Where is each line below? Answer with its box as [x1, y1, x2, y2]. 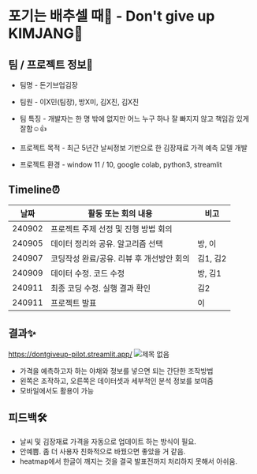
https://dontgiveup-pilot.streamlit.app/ [8, 349, 132, 359]
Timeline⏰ [8, 183, 61, 197]
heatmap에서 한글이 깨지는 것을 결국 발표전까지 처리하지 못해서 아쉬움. [19, 457, 238, 466]
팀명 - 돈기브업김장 [19, 81, 79, 89]
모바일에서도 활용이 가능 [19, 386, 95, 395]
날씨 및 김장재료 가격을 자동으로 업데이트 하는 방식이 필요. [19, 437, 197, 446]
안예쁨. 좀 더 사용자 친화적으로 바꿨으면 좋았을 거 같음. [19, 447, 186, 457]
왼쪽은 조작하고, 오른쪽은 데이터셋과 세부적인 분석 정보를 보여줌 [19, 376, 214, 386]
